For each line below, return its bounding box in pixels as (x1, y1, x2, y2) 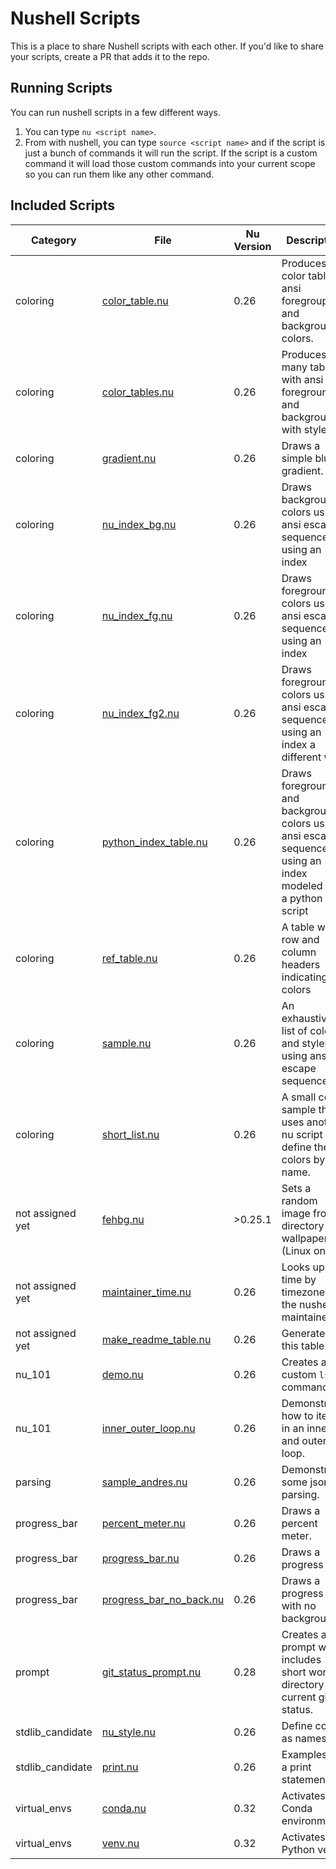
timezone (281, 1285, 325, 1299)
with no (281, 1598, 317, 1612)
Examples (281, 1747, 328, 1761)
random (281, 1193, 318, 1207)
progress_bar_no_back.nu (101, 1592, 225, 1606)
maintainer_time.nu (101, 1285, 192, 1299)
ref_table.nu (101, 951, 158, 965)
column (281, 945, 317, 959)
